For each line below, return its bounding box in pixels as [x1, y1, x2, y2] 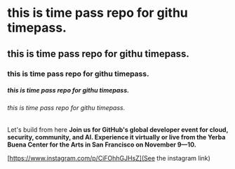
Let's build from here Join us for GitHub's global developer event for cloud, [7, 126, 229, 134]
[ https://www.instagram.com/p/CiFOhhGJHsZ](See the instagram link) [7, 154, 210, 163]
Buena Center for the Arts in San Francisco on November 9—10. [7, 140, 196, 149]
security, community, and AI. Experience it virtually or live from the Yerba [7, 133, 226, 142]
